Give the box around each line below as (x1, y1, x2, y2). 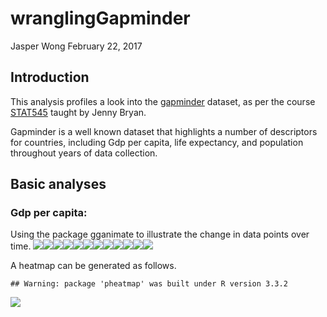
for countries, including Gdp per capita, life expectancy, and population (10, 136, 304, 148)
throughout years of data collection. (10, 147, 158, 159)
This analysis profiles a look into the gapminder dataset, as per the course (10, 95, 316, 107)
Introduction (10, 69, 90, 86)
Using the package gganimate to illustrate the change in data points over (10, 228, 310, 241)
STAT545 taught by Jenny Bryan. (10, 106, 147, 118)
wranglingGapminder (10, 7, 191, 30)
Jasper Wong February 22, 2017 (10, 40, 143, 52)
